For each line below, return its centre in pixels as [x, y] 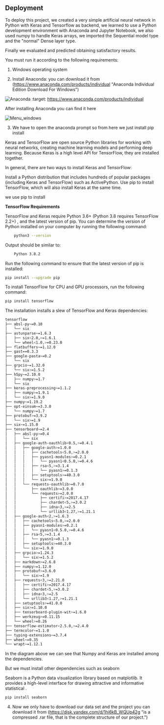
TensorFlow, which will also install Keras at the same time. [63, 187]
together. [14, 158]
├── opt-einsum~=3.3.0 [28, 406]
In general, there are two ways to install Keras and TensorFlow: [69, 167]
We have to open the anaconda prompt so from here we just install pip [83, 127]
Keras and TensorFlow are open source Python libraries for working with [78, 142]
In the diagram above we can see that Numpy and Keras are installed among [82, 654]
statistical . [16, 689]
